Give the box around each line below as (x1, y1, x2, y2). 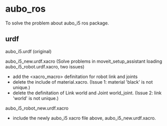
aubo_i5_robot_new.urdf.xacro (5, 105, 69, 111)
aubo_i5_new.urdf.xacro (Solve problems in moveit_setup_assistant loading (5, 58, 162, 64)
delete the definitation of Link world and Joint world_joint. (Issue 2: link (12, 90, 162, 96)
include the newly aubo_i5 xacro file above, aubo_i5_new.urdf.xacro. (12, 115, 156, 121)
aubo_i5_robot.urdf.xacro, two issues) (5, 63, 85, 69)
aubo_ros (5, 3, 46, 15)
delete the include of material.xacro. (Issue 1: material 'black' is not (12, 79, 153, 85)
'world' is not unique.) (12, 95, 59, 101)
